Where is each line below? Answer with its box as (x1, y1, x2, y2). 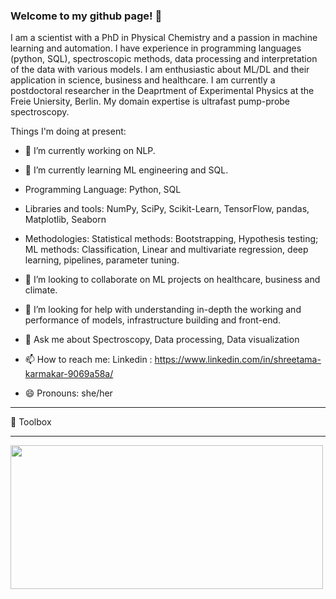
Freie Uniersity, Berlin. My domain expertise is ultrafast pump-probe (10, 95, 291, 108)
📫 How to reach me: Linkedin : (24, 354, 153, 366)
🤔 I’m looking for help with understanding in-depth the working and (24, 304, 302, 316)
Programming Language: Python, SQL (24, 184, 182, 196)
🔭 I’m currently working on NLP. (24, 145, 156, 157)
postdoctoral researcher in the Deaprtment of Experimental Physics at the (10, 85, 315, 97)
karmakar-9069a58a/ (24, 368, 114, 380)
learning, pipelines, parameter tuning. (24, 254, 180, 266)
